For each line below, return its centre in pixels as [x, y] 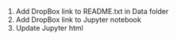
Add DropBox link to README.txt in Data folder [92, 11]
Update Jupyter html [49, 28]
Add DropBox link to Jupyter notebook [78, 20]
